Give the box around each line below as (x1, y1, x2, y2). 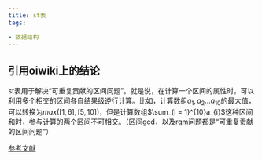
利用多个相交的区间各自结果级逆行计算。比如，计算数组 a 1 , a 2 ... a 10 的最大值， (8, 96, 256, 107)
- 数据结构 (8, 33, 39, 41)
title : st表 (8, 11, 46, 20)
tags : (8, 19, 26, 27)
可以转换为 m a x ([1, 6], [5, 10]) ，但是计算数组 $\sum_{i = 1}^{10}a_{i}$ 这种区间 (8, 107, 253, 116)
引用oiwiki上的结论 (8, 64, 100, 77)
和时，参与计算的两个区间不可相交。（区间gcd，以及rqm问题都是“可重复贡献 (8, 117, 254, 126)
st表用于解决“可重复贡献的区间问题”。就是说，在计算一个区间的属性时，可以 (8, 86, 255, 96)
